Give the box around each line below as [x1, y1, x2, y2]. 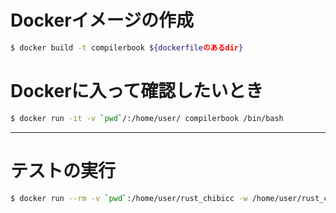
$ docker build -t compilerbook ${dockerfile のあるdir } [10, 42, 244, 53]
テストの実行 [10, 159, 117, 182]
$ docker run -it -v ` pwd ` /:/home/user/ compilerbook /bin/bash [10, 113, 284, 123]
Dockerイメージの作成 [10, 9, 195, 32]
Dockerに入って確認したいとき [10, 80, 264, 102]
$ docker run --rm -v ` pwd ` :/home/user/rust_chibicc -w [10, 193, 248, 203]
